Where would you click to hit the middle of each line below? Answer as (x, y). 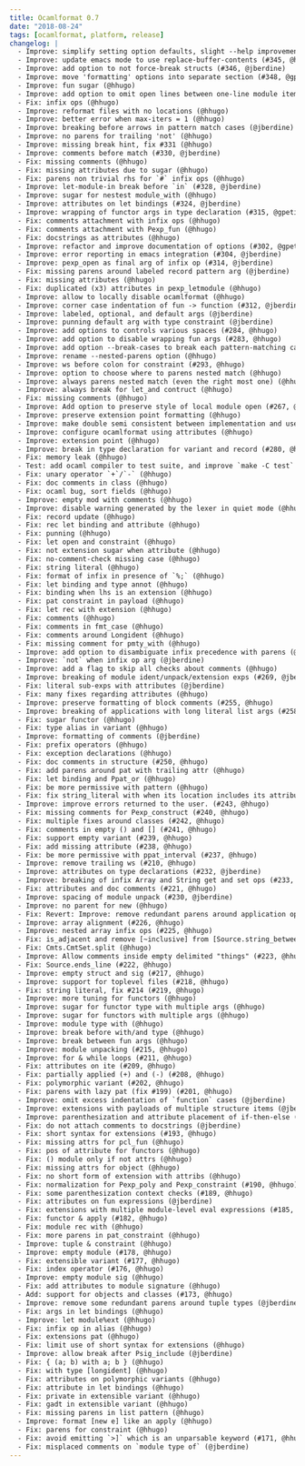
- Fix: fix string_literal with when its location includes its (142, 796)
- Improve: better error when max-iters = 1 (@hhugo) (121, 119)
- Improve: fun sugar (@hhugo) (77, 85)
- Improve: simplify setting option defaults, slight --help (136, 52)
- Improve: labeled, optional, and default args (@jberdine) (136, 314)
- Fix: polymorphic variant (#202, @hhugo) (101, 1083)
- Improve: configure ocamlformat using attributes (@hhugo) (136, 432)
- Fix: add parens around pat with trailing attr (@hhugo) (132, 770)
